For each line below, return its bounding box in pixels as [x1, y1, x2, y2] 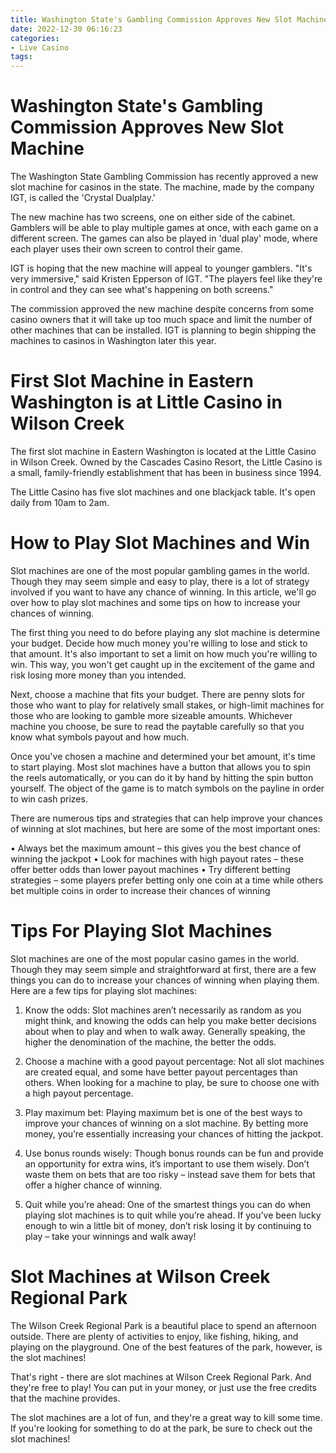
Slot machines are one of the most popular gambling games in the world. [10, 564, 310, 576]
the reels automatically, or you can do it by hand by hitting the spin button [10, 771, 314, 783]
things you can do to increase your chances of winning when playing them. [10, 974, 320, 986]
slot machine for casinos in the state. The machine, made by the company [10, 181, 315, 193]
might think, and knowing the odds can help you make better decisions [24, 1014, 317, 1026]
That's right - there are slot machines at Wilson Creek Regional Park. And [10, 1371, 312, 1383]
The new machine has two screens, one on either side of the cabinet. [10, 211, 296, 223]
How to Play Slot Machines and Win [10, 532, 311, 555]
